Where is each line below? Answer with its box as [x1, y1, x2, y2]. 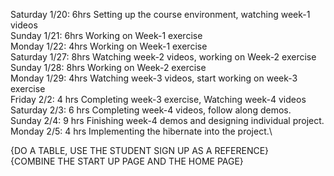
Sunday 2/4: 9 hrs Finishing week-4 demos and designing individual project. [10, 115, 325, 126]
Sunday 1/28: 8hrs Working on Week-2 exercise [10, 62, 207, 73]
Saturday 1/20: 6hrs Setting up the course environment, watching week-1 [10, 9, 311, 20]
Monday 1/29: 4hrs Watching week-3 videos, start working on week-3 [10, 72, 298, 84]
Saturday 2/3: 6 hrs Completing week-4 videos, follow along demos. [10, 104, 292, 116]
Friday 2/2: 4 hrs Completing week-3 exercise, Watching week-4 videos [10, 94, 307, 105]
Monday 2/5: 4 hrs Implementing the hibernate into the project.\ [10, 125, 273, 137]
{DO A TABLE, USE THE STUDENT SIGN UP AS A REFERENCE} [10, 145, 270, 156]
